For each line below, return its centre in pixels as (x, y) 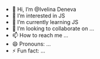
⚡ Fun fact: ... (28, 51)
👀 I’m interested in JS (38, 16)
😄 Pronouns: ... (32, 44)
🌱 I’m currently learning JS (45, 22)
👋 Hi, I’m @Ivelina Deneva (44, 9)
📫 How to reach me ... (40, 35)
